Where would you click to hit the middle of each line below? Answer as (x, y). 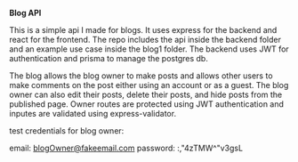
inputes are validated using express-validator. (93, 113)
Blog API (25, 13)
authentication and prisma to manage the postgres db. (109, 58)
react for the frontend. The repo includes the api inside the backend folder (145, 40)
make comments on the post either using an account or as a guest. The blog (149, 85)
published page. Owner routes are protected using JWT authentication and (147, 104)
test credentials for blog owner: (67, 131)
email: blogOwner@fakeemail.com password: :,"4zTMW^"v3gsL (126, 148)
